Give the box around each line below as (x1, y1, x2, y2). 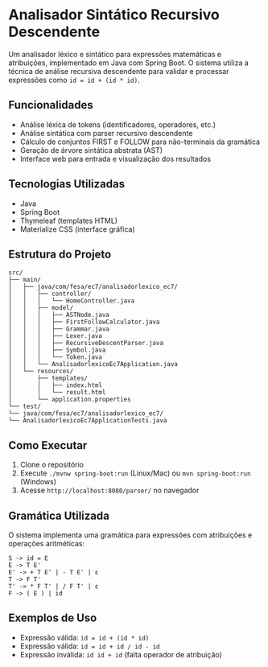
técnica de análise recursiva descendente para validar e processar (8, 66, 229, 76)
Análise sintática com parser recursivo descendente (19, 128, 193, 138)
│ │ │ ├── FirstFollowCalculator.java (8, 318, 160, 327)
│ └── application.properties (8, 396, 131, 404)
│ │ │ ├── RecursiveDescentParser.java (8, 340, 163, 348)
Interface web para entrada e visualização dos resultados (19, 154, 212, 163)
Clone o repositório (19, 460, 85, 470)
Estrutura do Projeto (8, 247, 112, 261)
